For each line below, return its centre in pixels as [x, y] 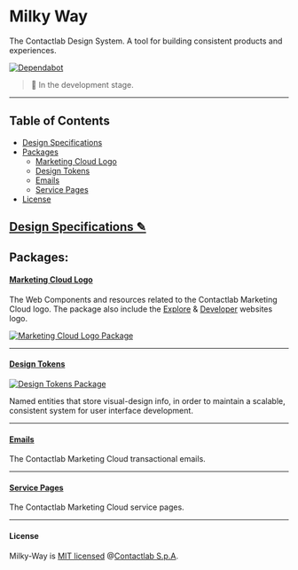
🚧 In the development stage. [82, 84]
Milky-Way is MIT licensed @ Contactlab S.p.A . [94, 556]
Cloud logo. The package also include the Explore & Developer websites [141, 309]
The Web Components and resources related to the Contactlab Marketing [143, 299]
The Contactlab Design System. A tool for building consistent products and [146, 41]
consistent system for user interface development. [101, 410]
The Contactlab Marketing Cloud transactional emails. [107, 459]
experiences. [33, 50]
